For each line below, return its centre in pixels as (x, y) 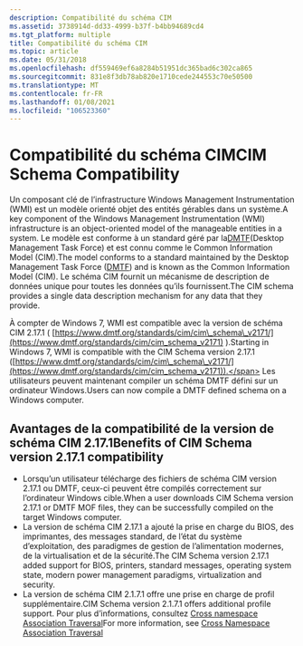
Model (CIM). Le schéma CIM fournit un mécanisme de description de (139, 276)
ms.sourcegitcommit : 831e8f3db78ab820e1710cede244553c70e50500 (131, 77)
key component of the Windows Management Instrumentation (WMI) (137, 219)
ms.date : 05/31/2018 (48, 60)
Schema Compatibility (95, 174)
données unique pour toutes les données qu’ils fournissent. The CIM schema (151, 286)
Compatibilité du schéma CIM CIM (138, 155)
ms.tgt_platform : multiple (60, 34)
